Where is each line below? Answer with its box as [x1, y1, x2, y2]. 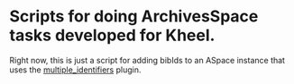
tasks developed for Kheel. [9, 25, 216, 46]
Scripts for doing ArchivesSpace [9, 6, 259, 27]
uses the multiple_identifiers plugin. [9, 64, 142, 75]
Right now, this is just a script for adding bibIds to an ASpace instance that [9, 55, 286, 65]
